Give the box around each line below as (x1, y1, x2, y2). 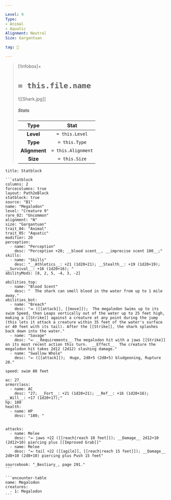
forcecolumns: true (5, 186, 47, 191)
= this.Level (56, 131, 88, 137)
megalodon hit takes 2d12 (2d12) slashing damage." (5, 346, 117, 351)
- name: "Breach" (10, 302, 47, 307)
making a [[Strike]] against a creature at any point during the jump (5, 315, 158, 320)
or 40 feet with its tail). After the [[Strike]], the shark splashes (5, 324, 158, 329)
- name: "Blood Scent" (10, 284, 58, 289)
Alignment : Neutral (5, 31, 47, 36)
